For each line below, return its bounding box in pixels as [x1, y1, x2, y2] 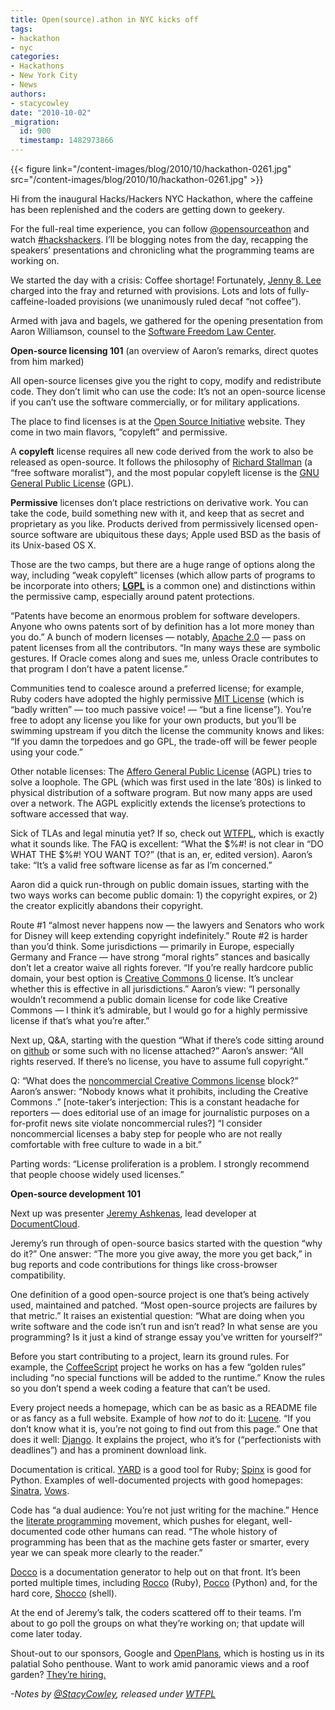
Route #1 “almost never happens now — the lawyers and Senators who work [10, 919, 325, 931]
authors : [10, 89, 47, 99]
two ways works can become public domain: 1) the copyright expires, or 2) [10, 889, 318, 901]
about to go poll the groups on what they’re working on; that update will [10, 1617, 305, 1629]
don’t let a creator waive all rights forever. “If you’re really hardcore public [10, 962, 314, 973]
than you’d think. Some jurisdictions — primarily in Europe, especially [10, 941, 295, 952]
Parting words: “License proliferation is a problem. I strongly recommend [10, 1158, 310, 1170]
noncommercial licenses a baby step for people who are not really [10, 1128, 283, 1140]
